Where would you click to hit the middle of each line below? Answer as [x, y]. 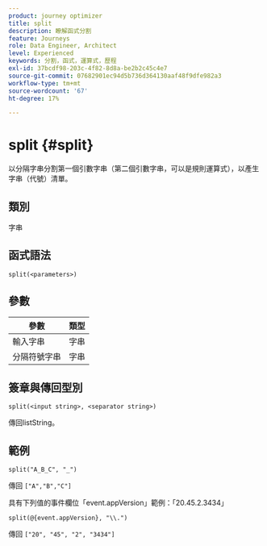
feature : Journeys [39, 38]
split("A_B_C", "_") [43, 470]
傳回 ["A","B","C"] [40, 486]
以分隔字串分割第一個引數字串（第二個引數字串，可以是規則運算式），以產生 [134, 169]
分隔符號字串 [37, 356]
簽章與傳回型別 [46, 388]
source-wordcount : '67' [48, 91]
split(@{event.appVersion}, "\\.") [68, 518]
